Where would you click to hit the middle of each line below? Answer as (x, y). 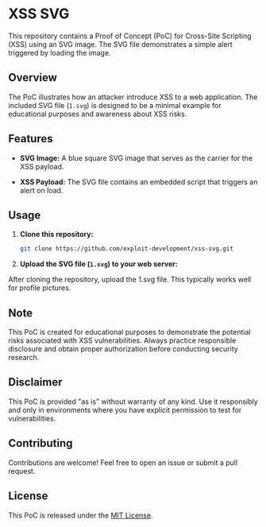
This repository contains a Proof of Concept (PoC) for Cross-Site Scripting (130, 36)
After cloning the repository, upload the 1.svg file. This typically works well (130, 280)
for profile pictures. (40, 288)
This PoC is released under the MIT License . (81, 515)
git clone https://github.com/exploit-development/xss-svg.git (127, 249)
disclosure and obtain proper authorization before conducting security (123, 349)
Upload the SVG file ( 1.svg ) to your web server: (99, 264)
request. (22, 471)
